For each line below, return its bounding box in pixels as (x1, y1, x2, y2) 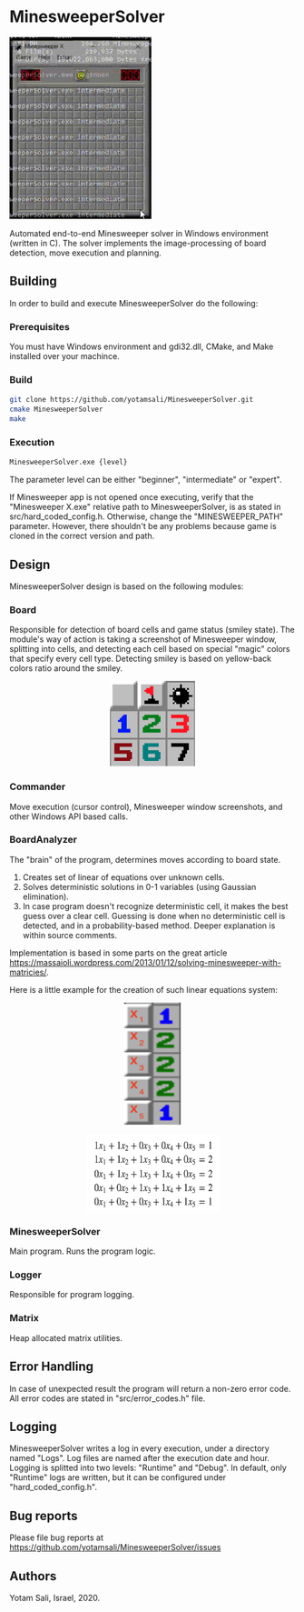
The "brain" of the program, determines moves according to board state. (9, 854, 281, 865)
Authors (9, 1568, 57, 1584)
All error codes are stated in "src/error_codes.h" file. (9, 1393, 206, 1404)
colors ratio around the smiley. (9, 663, 123, 674)
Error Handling (9, 1359, 93, 1375)
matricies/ (9, 966, 47, 977)
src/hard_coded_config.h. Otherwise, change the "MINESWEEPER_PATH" (9, 511, 284, 522)
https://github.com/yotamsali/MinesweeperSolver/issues (9, 1542, 221, 1553)
